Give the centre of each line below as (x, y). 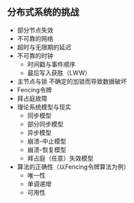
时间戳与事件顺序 (51, 64)
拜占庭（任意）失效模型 (60, 158)
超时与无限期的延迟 (44, 47)
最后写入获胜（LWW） (59, 72)
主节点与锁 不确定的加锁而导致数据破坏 (72, 81)
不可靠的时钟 (35, 55)
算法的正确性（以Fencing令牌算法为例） (73, 167)
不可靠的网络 (35, 38)
